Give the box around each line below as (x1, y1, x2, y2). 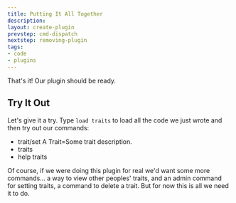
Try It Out (7, 97, 50, 109)
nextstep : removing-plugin (7, 37, 87, 44)
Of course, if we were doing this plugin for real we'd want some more (7, 166, 210, 175)
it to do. (7, 189, 30, 197)
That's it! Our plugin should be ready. (7, 76, 116, 85)
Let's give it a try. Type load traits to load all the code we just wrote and (7, 115, 222, 125)
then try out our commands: (7, 123, 90, 132)
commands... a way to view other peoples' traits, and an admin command (7, 174, 222, 182)
